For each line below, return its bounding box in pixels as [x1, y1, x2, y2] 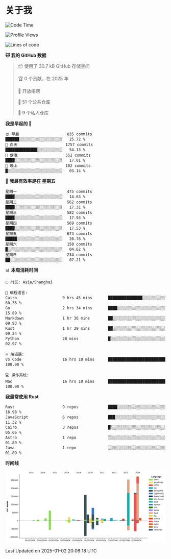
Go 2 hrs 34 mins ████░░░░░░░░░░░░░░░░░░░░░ [5, 305, 166, 310]
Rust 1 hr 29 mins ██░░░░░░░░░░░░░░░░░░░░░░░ [5, 326, 166, 331]
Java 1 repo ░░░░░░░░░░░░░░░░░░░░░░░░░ [5, 445, 166, 450]
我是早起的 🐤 [5, 120, 32, 127]
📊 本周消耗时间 [5, 266, 38, 273]
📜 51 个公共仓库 [17, 99, 51, 105]
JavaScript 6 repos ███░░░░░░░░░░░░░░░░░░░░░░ [5, 415, 166, 420]
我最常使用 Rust [5, 394, 39, 400]
